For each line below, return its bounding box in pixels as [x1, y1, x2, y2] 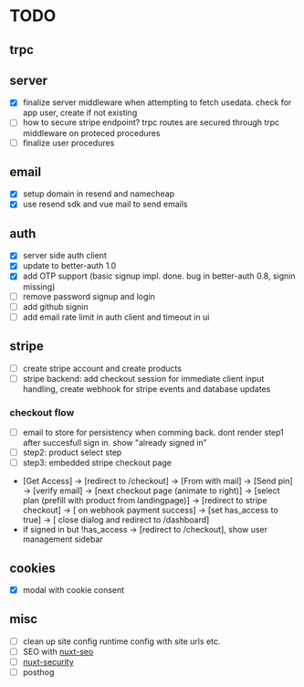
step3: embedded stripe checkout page [22, 458, 172, 469]
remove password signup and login [22, 291, 155, 301]
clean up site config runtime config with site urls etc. [22, 636, 221, 647]
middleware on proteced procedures [22, 127, 161, 138]
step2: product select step [22, 447, 122, 458]
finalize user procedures [22, 137, 115, 148]
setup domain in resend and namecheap [22, 188, 175, 199]
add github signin [22, 301, 89, 312]
